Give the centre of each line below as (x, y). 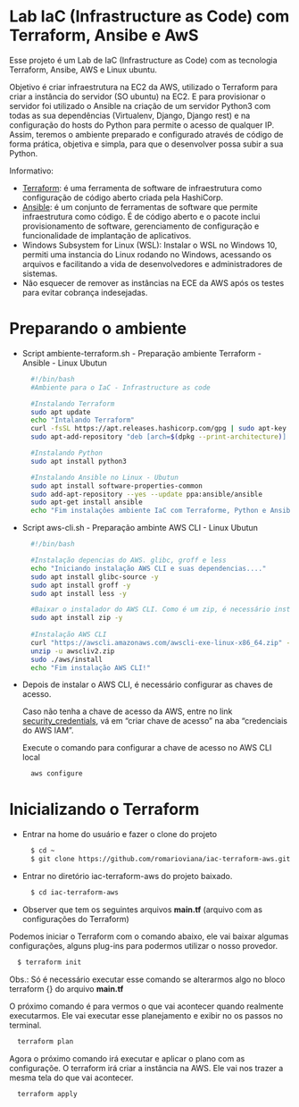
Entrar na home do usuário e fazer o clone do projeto (119, 834)
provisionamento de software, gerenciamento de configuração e (141, 226)
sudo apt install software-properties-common (116, 486)
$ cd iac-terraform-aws (75, 892)
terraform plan (46, 1041)
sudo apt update (61, 412)
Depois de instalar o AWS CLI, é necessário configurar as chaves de (148, 684)
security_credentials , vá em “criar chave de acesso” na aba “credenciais (155, 721)
